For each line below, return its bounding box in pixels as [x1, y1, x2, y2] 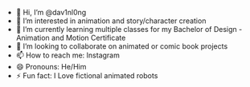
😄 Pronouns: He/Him [15, 62, 87, 71]
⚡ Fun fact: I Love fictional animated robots [15, 71, 158, 80]
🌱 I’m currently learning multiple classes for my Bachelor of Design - [15, 25, 243, 34]
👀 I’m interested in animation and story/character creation [15, 16, 207, 26]
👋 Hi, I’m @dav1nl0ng [15, 8, 87, 17]
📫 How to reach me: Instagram [15, 50, 121, 60]
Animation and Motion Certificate [15, 33, 126, 42]
